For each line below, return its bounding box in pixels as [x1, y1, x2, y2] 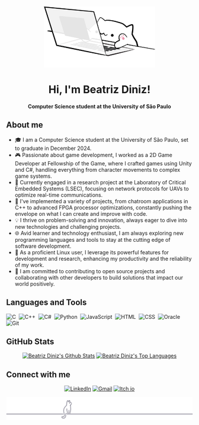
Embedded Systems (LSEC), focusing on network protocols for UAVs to [14, 185, 190, 192]
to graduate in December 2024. [14, 145, 92, 152]
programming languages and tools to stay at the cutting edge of [14, 236, 171, 243]
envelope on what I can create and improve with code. [14, 210, 148, 217]
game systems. [14, 172, 52, 180]
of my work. [14, 261, 44, 269]
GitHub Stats [6, 337, 54, 347]
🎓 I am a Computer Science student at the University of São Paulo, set [14, 136, 188, 143]
